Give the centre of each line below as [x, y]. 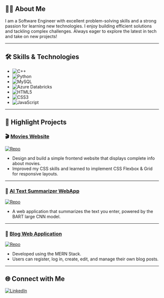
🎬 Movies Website [27, 136]
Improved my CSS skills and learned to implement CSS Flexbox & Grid [82, 169]
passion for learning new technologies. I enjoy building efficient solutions [79, 26]
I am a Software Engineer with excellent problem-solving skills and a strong [81, 21]
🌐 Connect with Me [35, 279]
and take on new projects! [31, 36]
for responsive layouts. [35, 174]
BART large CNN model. [36, 216]
